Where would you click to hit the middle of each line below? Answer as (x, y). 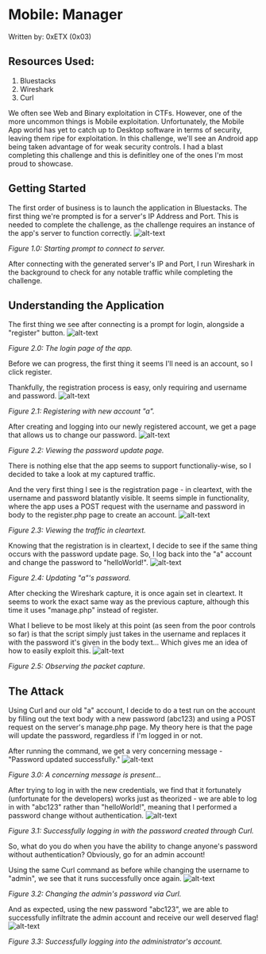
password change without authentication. (76, 816)
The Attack (36, 691)
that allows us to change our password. (73, 435)
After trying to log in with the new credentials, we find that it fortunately (125, 791)
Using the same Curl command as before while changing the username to (129, 870)
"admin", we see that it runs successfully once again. (95, 879)
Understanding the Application (86, 305)
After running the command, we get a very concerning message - (116, 751)
